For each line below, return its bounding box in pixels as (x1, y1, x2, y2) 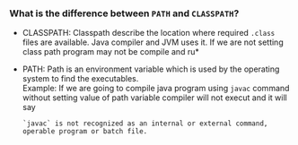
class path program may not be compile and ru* (22, 47, 199, 57)
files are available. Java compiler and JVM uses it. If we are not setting (22, 37, 285, 47)
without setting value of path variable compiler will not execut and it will (22, 92, 287, 103)
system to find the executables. (22, 73, 139, 84)
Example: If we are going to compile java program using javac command (22, 83, 290, 94)
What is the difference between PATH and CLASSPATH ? (9, 7, 240, 20)
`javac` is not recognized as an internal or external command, (22, 119, 268, 128)
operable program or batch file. (22, 127, 148, 136)
